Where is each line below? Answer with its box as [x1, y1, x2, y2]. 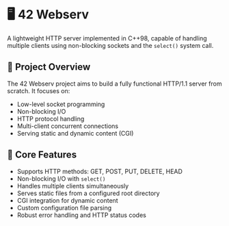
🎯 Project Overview [7, 61, 91, 73]
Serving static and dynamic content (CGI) [16, 129, 134, 137]
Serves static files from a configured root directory [16, 189, 160, 197]
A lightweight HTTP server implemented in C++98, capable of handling [7, 34, 207, 42]
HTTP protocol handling [16, 114, 85, 123]
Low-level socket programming [16, 100, 105, 108]
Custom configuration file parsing [16, 203, 112, 212]
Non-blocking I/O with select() [16, 174, 106, 183]
